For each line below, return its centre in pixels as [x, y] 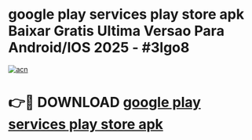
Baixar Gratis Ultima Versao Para [117, 31]
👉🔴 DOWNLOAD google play [105, 102]
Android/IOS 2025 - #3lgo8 [99, 48]
